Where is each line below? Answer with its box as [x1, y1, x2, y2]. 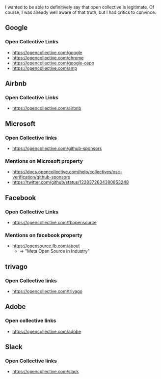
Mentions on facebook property [5, 232, 82, 238]
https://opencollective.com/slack [12, 369, 79, 375]
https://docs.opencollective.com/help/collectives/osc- [12, 169, 123, 175]
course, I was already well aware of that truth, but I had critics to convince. [5, 9, 156, 15]
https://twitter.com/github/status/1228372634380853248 [12, 179, 129, 185]
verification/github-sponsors [12, 174, 70, 180]
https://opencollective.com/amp [12, 65, 78, 71]
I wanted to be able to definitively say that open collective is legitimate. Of [5, 4, 155, 10]
